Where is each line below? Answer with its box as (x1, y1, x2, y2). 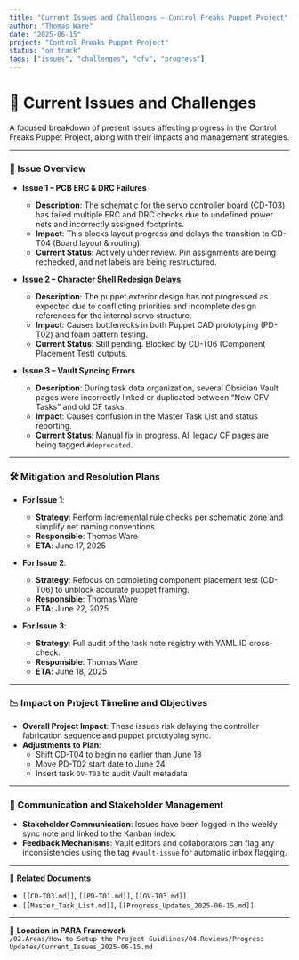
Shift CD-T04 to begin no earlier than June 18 (35, 749, 202, 759)
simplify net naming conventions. (35, 521, 158, 531)
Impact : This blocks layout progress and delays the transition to (35, 228, 270, 239)
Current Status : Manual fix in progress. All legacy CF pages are (35, 430, 270, 441)
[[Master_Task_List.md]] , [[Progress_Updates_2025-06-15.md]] (21, 899, 255, 910)
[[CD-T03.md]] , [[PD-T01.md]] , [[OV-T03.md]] (21, 890, 187, 901)
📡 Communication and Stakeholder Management (9, 799, 224, 811)
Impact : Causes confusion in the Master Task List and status (35, 411, 258, 422)
